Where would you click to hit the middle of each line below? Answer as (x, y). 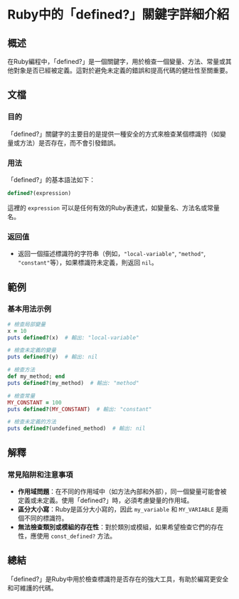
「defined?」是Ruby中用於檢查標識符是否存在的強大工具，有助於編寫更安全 (118, 579)
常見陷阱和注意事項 (40, 475)
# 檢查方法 (21, 370)
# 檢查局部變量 (27, 324)
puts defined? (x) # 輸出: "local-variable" (73, 338)
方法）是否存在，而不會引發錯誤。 (69, 142)
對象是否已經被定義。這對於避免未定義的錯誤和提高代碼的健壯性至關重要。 (122, 70)
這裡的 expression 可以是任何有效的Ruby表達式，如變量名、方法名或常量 (113, 208)
